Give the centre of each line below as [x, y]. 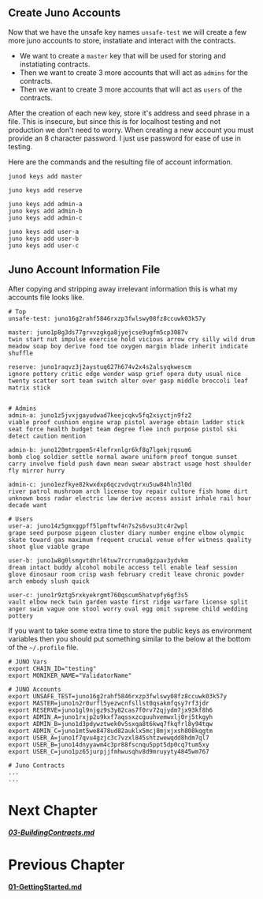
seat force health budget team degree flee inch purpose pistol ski [123, 429]
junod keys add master [45, 176]
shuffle [21, 353]
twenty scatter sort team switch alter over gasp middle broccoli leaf [128, 381]
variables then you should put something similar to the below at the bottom [130, 638]
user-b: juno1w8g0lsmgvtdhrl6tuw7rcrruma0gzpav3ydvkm [98, 560]
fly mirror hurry [37, 470]
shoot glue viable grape [49, 547]
